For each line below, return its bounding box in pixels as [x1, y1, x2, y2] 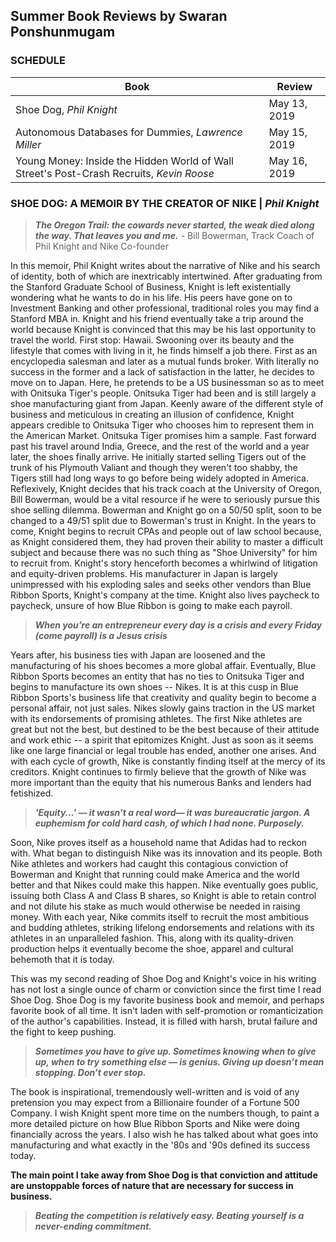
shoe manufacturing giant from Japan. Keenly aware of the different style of [10, 397, 324, 409]
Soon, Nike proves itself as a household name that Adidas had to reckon [10, 836, 307, 848]
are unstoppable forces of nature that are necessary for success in [10, 1179, 294, 1191]
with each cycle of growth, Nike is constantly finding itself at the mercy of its [10, 755, 326, 767]
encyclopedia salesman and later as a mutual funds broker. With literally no [10, 355, 320, 367]
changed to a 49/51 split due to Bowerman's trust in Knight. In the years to [10, 514, 317, 526]
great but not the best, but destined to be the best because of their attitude [10, 723, 320, 735]
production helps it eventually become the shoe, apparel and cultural [10, 942, 294, 954]
